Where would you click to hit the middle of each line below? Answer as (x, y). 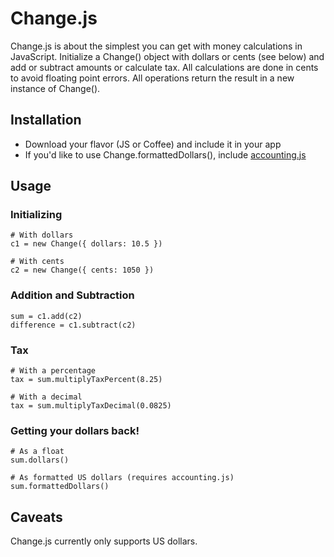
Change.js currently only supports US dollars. (104, 541)
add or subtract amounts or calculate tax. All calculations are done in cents (164, 67)
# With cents (37, 262)
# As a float (37, 452)
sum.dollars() (40, 460)
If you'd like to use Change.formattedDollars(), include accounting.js (165, 154)
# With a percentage (53, 371)
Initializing (36, 215)
